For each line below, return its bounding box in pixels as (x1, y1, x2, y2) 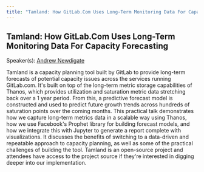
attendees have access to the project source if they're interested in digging (6, 153, 194, 160)
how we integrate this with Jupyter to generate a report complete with (6, 127, 181, 134)
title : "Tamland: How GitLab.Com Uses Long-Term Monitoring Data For (6, 9, 186, 15)
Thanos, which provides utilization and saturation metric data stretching (6, 88, 186, 95)
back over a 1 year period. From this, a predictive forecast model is (6, 95, 173, 102)
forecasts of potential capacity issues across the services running (6, 75, 171, 83)
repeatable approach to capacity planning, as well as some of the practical (6, 140, 193, 147)
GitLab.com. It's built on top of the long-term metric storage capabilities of (6, 81, 192, 89)
